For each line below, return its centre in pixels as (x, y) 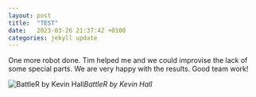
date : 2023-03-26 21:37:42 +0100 (67, 30)
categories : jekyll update (53, 38)
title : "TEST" (33, 23)
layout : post (30, 16)
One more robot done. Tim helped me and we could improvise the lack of (128, 60)
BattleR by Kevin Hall (118, 84)
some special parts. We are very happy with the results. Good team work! (128, 69)
